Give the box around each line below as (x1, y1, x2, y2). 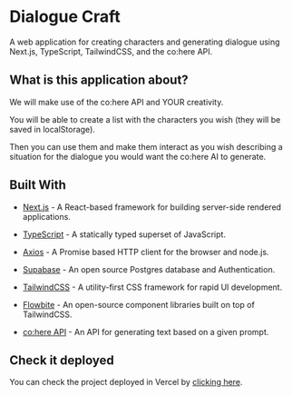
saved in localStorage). (9, 124, 95, 134)
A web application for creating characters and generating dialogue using (9, 36, 280, 47)
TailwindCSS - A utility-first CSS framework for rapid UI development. (22, 282, 283, 292)
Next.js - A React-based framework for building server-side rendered (22, 202, 282, 213)
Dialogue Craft (9, 6, 121, 27)
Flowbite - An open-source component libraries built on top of (22, 299, 256, 310)
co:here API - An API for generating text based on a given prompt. (22, 326, 269, 337)
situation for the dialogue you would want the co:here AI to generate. (9, 151, 267, 162)
